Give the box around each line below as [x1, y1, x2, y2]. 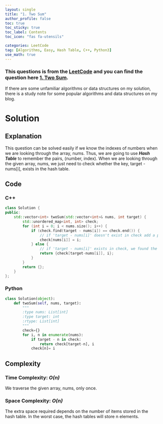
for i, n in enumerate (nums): [22, 332, 83, 337]
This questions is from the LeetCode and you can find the [5, 68, 143, 75]
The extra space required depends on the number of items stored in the [5, 408, 148, 414]
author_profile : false [5, 16, 51, 21]
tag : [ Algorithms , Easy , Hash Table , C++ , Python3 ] [5, 47, 112, 53]
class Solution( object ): [5, 296, 55, 301]
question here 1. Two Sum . [5, 74, 69, 81]
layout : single [5, 7, 36, 12]
